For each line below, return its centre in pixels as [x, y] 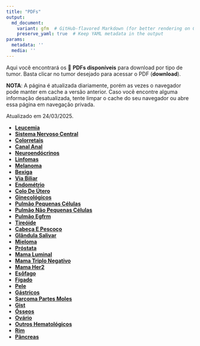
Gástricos [27, 292]
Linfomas [26, 159]
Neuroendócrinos [37, 153]
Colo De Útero [32, 191]
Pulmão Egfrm [33, 216]
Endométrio [29, 184]
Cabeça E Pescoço [38, 229]
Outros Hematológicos [43, 324]
